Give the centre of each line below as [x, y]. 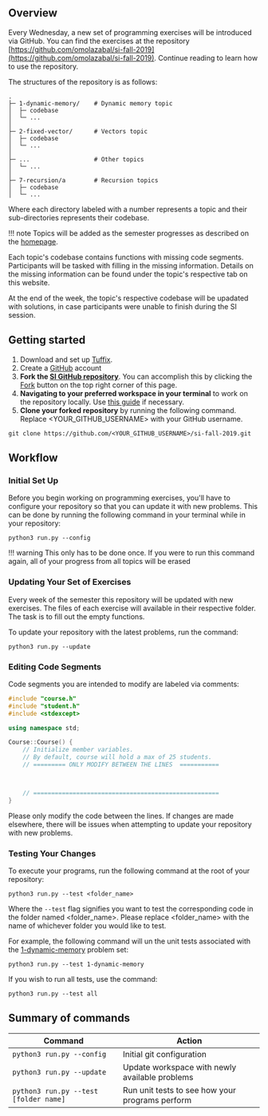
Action [189, 1040]
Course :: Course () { [41, 742]
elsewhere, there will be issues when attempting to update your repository [130, 824]
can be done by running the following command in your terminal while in [127, 515]
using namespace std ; [44, 728]
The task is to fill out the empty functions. [77, 616]
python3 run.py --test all [53, 994]
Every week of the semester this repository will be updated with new [121, 599]
